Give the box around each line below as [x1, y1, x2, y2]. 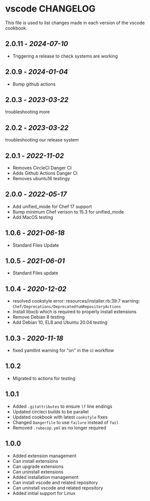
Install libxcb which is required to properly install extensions [12, 309, 137, 315]
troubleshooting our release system [5, 137, 79, 143]
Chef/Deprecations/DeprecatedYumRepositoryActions [12, 304, 121, 310]
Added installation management [12, 474, 79, 480]
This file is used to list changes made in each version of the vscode [5, 20, 145, 26]
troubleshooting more [5, 109, 50, 115]
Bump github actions [12, 81, 56, 87]
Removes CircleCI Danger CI [12, 165, 72, 171]
